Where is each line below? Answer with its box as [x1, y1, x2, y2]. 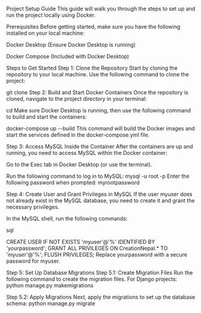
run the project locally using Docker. [6, 11, 96, 19]
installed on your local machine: [6, 29, 85, 37]
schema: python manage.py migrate [6, 300, 95, 307]
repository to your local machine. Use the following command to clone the [6, 71, 189, 77]
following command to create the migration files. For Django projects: [6, 276, 178, 282]
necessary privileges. [6, 204, 59, 210]
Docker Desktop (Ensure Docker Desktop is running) [6, 41, 136, 48]
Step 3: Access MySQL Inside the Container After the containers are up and [6, 143, 193, 150]
